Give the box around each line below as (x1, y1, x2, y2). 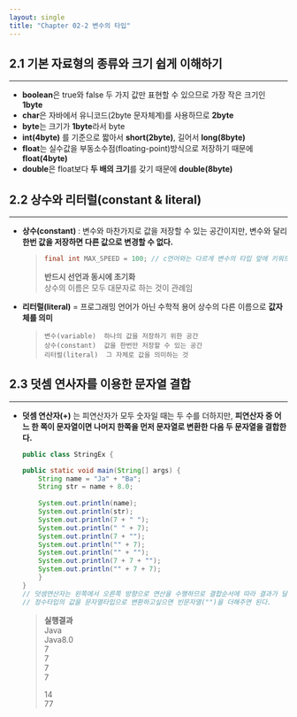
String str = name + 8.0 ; (38, 482, 134, 491)
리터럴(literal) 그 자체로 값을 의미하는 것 (43, 351, 189, 359)
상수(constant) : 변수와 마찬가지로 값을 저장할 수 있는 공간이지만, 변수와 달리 (21, 226, 287, 236)
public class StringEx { (21, 450, 114, 459)
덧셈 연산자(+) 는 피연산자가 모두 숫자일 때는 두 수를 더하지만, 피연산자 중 (21, 410, 273, 420)
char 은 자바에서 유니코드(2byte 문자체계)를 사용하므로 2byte (21, 110, 234, 120)
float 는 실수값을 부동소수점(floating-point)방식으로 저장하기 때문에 (21, 143, 254, 154)
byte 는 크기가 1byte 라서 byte (21, 121, 126, 132)
